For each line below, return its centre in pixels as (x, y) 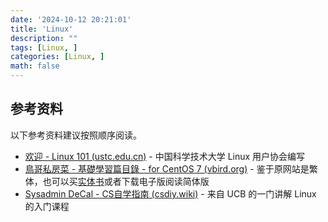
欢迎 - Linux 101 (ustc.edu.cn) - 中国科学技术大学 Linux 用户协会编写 (165, 156)
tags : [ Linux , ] (44, 47)
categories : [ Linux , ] (57, 57)
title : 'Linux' (42, 29)
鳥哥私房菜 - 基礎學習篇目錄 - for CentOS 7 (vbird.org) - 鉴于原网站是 (167, 168)
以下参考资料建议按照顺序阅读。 (76, 135)
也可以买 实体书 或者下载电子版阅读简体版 (126, 181)
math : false (35, 66)
